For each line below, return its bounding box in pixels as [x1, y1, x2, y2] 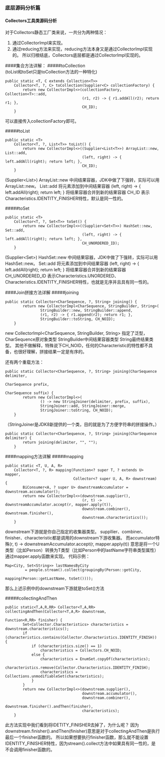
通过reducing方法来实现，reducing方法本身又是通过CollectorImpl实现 [12, 46, 153, 52]
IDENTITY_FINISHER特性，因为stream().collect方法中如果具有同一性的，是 [5, 741, 156, 747]
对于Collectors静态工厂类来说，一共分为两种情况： [5, 30, 108, 36]
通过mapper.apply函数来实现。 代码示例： [5, 553, 90, 559]
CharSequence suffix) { [5, 391, 54, 396]
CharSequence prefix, [5, 382, 50, 387]
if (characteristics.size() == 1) [31, 644, 102, 649]
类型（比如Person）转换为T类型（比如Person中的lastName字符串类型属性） [5, 547, 159, 553]
